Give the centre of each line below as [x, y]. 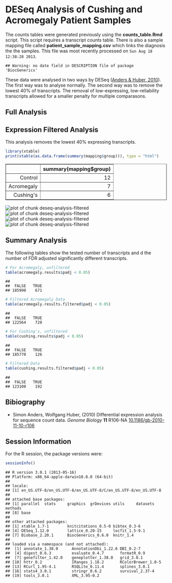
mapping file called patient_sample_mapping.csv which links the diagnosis [85, 45]
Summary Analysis [36, 240]
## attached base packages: [35, 499]
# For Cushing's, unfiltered [36, 332]
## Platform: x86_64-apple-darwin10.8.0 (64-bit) [59, 477]
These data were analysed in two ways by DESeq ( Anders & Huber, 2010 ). [83, 79]
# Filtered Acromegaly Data [35, 299]
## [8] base [18, 513]
